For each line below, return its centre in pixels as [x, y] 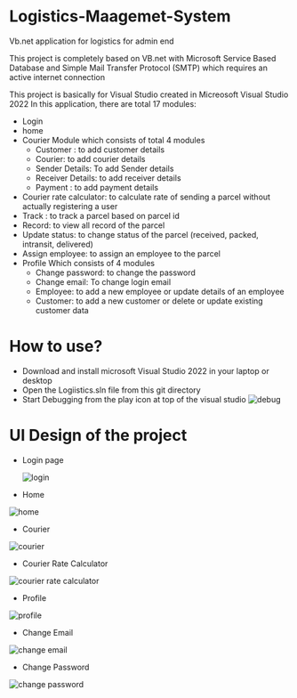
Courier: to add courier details [90, 158]
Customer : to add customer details [100, 150]
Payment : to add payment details [96, 187]
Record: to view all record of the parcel [93, 225]
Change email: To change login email [103, 281]
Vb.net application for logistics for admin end [92, 41]
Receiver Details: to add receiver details [108, 178]
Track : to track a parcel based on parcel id [101, 215]
